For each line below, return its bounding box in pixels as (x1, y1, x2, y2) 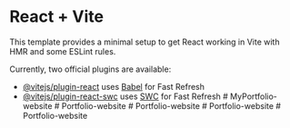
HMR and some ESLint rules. (9, 45, 116, 56)
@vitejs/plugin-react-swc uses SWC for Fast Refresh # (22, 91, 229, 102)
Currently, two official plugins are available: (9, 64, 172, 74)
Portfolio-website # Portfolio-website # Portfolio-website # (61, 100, 282, 111)
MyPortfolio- (230, 91, 277, 102)
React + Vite (9, 6, 105, 27)
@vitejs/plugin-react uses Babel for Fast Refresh (22, 81, 205, 92)
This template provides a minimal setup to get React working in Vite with (9, 36, 280, 47)
